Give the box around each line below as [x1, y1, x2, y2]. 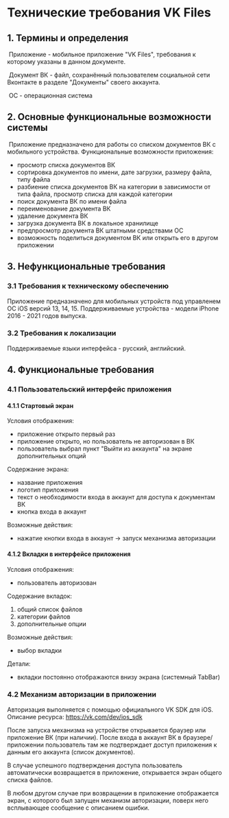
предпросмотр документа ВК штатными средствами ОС [16, 226, 184, 234]
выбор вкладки [16, 646, 62, 654]
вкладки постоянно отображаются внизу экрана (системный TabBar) [16, 673, 221, 681]
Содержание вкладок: [7, 592, 73, 600]
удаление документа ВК [16, 211, 88, 220]
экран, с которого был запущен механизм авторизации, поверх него [7, 796, 209, 804]
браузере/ [182, 733, 213, 741]
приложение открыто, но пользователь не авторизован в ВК [16, 437, 195, 446]
